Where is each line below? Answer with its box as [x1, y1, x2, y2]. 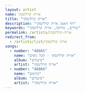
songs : [5, 44, 19, 49]
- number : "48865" [9, 48, 48, 53]
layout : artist [5, 7, 37, 12]
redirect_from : [5, 35, 37, 40]
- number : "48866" [9, 67, 48, 72]
